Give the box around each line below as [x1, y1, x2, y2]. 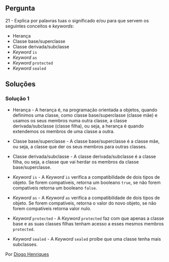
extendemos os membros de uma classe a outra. [12, 128, 115, 134]
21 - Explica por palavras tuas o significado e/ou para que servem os [5, 17, 149, 23]
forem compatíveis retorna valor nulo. [12, 205, 91, 211]
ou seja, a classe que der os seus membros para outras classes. [12, 143, 147, 149]
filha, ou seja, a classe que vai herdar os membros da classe [12, 158, 139, 165]
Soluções [5, 80, 36, 88]
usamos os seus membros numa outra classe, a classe [12, 117, 127, 123]
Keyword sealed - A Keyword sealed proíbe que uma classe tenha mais [12, 236, 161, 242]
